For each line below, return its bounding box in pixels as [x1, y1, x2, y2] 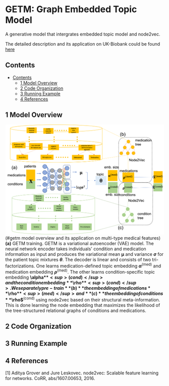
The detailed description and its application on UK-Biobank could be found [5, 41, 160, 47]
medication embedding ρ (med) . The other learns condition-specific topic [5, 268, 155, 275]
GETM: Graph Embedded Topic [5, 4, 137, 15]
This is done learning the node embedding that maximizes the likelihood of [5, 302, 160, 308]
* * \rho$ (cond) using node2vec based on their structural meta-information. [5, 295, 160, 302]
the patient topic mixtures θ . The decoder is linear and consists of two [5, 256, 151, 262]
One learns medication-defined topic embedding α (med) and [36, 262, 161, 269]
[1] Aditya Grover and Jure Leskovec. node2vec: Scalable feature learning [5, 370, 159, 376]
